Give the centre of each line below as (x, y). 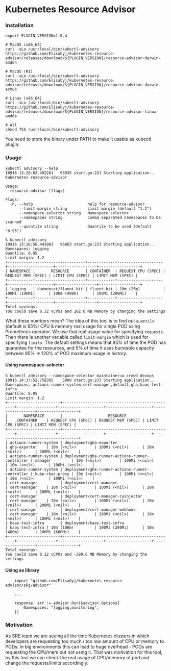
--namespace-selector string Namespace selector (74, 213)
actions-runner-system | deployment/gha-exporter (64, 442)
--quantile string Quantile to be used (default (85, 226)
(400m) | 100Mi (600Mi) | (43, 532)
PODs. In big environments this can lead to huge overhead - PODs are (79, 647)
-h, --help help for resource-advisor (77, 204)
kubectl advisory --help (32, 168)
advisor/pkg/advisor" (28, 585)
